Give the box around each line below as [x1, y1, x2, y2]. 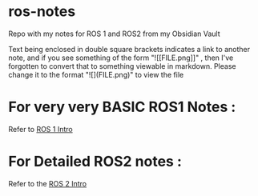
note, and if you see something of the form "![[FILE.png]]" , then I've [8, 53, 234, 62]
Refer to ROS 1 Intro [8, 124, 74, 134]
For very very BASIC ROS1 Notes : [8, 98, 236, 116]
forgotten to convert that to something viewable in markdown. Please [8, 61, 236, 70]
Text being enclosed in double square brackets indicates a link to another [8, 44, 251, 54]
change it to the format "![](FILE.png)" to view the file [8, 70, 184, 79]
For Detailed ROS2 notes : [8, 153, 183, 170]
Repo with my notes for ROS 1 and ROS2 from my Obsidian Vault [8, 29, 220, 38]
